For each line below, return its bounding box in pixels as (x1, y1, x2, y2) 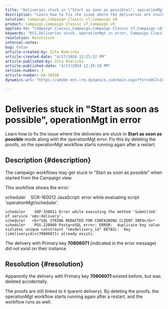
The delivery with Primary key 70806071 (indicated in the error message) (5, 240, 156, 246)
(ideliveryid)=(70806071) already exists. (5, 231, 95, 236)
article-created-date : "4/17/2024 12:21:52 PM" (5, 54, 106, 59)
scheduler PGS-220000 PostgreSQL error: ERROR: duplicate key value (5, 222, 160, 228)
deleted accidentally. (5, 278, 48, 284)
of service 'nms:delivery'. (5, 214, 64, 219)
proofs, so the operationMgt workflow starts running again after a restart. (5, 141, 156, 147)
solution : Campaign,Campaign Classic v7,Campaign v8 (5, 17, 117, 22)
